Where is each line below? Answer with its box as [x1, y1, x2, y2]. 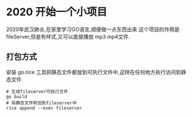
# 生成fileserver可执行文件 [6, 88, 68, 94]
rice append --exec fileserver [6, 105, 83, 111]
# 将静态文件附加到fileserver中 [6, 100, 77, 106]
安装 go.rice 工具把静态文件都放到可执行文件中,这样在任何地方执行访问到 [6, 68, 181, 75]
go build [6, 94, 28, 99]
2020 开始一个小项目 [6, 5, 107, 19]
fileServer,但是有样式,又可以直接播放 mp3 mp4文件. [6, 33, 131, 40]
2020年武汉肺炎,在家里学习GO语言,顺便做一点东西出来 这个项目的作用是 [6, 26, 180, 33]
